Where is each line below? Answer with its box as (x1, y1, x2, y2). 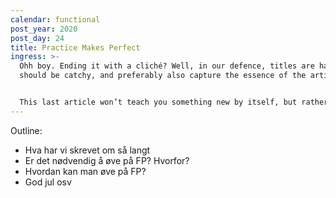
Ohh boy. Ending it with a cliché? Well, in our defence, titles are (19, 61, 315, 71)
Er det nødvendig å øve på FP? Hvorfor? (24, 154, 190, 166)
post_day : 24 (10, 33, 65, 43)
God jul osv (24, 176, 72, 188)
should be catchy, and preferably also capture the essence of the (19, 71, 307, 81)
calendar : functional (10, 14, 101, 25)
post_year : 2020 (10, 24, 78, 34)
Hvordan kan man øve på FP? (24, 165, 147, 177)
